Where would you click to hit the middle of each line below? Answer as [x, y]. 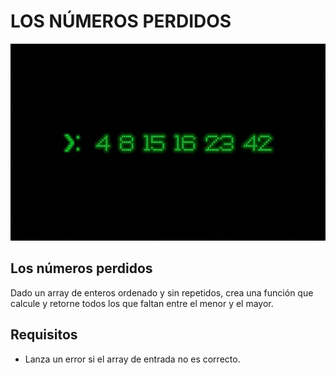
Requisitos [44, 335]
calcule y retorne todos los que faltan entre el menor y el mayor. [142, 303]
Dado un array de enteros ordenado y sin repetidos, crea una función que [162, 292]
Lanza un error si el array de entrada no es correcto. [132, 359]
